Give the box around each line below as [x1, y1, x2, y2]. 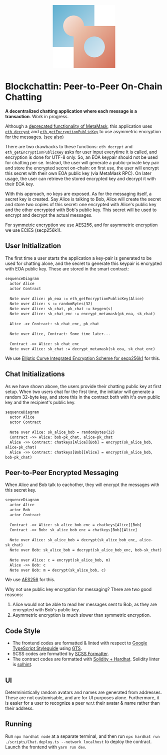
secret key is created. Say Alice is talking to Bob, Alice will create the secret [5, 196, 161, 202]
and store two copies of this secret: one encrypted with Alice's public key [5, 201, 156, 207]
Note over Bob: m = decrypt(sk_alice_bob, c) [9, 568, 106, 573]
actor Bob [9, 508, 30, 513]
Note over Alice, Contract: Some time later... [9, 331, 111, 336]
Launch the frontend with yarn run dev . [5, 744, 86, 750]
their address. [5, 705, 34, 711]
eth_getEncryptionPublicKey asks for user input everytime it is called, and [5, 149, 157, 155]
